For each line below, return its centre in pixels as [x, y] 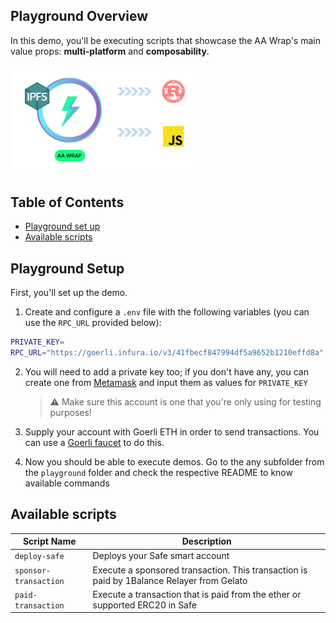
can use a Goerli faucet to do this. [94, 442]
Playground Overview [79, 16]
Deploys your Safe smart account [161, 556]
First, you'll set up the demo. [69, 293]
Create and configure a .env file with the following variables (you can [167, 312]
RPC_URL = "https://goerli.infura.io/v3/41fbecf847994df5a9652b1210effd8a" [167, 352]
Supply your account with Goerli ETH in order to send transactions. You [172, 431]
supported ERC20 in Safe [144, 605]
